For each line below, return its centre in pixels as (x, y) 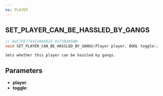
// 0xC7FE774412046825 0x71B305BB (42, 41)
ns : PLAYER (17, 10)
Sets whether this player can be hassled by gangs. (60, 55)
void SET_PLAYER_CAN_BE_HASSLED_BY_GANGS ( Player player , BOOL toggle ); (82, 46)
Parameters (24, 70)
